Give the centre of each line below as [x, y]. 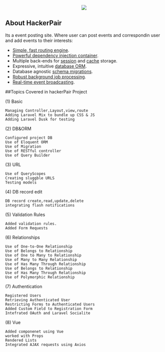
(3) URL [13, 164]
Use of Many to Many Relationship [41, 259]
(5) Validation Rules [25, 214]
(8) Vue [13, 322]
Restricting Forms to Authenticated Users [50, 304]
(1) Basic [14, 101]
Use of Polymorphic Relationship [40, 277]
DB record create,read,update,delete [44, 201]
